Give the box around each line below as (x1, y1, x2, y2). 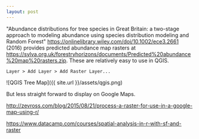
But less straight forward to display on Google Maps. (6, 90, 136, 97)
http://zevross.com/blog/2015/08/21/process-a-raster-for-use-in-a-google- (6, 102, 193, 109)
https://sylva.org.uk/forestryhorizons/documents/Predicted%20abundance (6, 50, 191, 57)
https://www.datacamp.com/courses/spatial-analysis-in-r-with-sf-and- (6, 120, 182, 127)
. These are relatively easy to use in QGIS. (66, 57, 169, 64)
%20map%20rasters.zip (6, 57, 67, 64)
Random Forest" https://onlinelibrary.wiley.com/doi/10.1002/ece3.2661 (6, 38, 179, 45)
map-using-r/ (6, 108, 39, 115)
